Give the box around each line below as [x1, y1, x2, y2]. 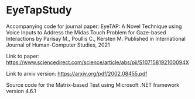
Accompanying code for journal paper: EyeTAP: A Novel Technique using [6, 23, 182, 30]
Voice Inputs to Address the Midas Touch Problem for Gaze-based [6, 29, 166, 36]
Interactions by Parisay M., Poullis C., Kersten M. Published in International [6, 35, 186, 42]
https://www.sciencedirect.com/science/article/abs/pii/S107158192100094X [6, 59, 189, 66]
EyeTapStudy [6, 3, 72, 17]
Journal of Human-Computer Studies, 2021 [6, 41, 110, 48]
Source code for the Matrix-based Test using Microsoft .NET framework [6, 81, 180, 88]
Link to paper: [6, 52, 40, 59]
